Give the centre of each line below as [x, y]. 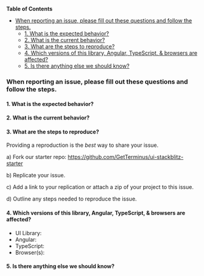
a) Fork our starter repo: [37, 157]
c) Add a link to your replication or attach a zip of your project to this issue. [100, 187]
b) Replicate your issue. [36, 175]
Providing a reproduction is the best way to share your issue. [83, 145]
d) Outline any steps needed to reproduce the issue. [72, 199]
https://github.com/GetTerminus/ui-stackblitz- [126, 157]
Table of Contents [30, 9]
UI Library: [28, 233]
